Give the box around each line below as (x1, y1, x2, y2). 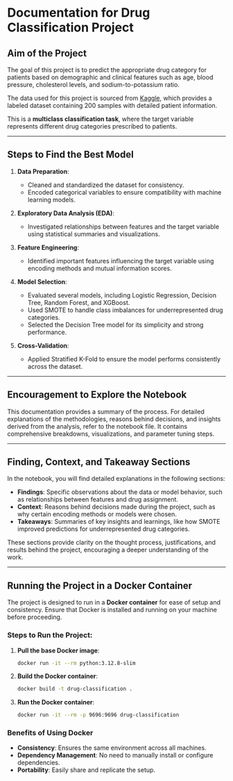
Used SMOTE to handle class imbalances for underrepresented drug (27, 306, 223, 314)
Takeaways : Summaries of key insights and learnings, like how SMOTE (17, 518, 221, 526)
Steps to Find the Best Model (7, 149, 134, 161)
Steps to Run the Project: (7, 630, 93, 640)
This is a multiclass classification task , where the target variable (7, 115, 194, 123)
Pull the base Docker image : (17, 646, 100, 655)
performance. (27, 328, 67, 336)
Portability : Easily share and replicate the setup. (17, 766, 156, 774)
